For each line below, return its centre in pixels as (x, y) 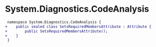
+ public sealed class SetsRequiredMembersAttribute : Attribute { (78, 26)
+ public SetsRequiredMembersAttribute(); (57, 31)
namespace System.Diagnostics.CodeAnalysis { (54, 22)
